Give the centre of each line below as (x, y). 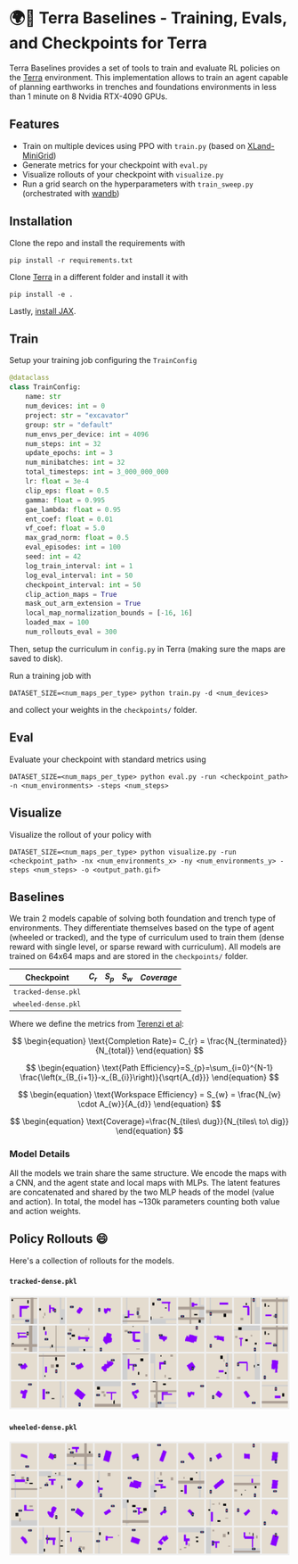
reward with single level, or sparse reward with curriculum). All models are (145, 947)
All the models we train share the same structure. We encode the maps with (148, 1173)
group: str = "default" (69, 425)
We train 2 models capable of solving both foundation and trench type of (142, 919)
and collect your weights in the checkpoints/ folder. (103, 709)
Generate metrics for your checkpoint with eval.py (115, 165)
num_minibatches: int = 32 (75, 463)
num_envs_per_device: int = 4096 (87, 434)
